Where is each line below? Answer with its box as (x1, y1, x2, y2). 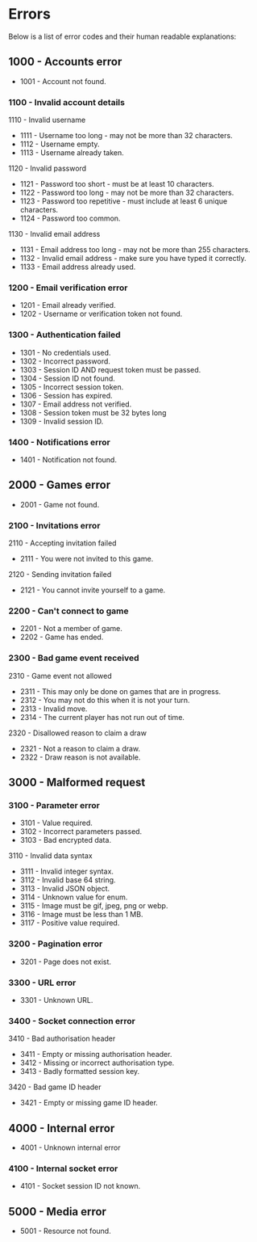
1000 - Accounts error (8, 55, 122, 69)
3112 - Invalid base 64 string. (19, 875, 116, 885)
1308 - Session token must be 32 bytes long (19, 407, 167, 417)
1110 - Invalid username (8, 115, 86, 125)
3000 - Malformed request (8, 776, 146, 789)
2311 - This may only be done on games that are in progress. (19, 686, 222, 696)
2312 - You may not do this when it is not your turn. (19, 695, 191, 705)
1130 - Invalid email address (8, 229, 101, 239)
